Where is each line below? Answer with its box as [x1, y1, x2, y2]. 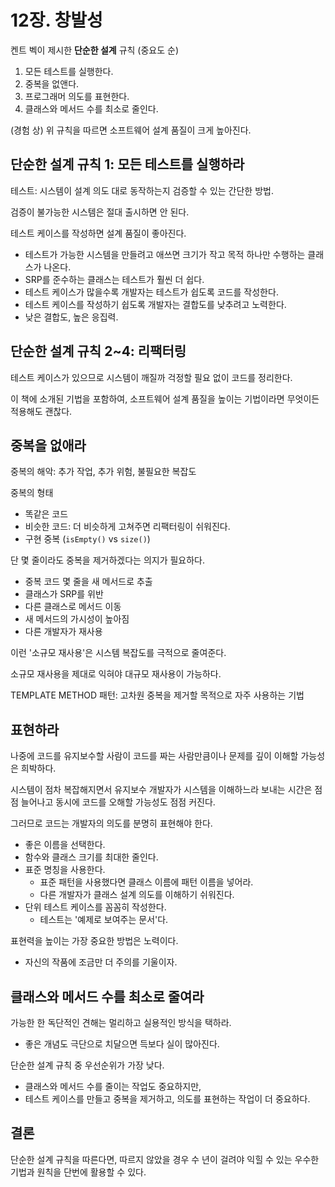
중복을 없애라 [10, 437, 87, 454]
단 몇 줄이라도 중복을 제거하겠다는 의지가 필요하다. [10, 554, 206, 566]
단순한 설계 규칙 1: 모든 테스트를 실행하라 [10, 156, 245, 173]
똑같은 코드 [24, 508, 69, 520]
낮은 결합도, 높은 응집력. [24, 311, 119, 323]
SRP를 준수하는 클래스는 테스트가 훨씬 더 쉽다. [24, 273, 205, 285]
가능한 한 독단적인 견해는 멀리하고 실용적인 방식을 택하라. [10, 1017, 232, 1028]
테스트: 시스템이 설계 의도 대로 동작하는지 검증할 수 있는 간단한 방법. [10, 184, 274, 196]
